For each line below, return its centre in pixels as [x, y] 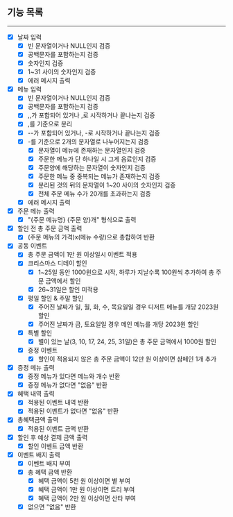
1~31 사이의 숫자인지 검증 [62, 72]
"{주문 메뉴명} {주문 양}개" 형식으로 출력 [82, 220]
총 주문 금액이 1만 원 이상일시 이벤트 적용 [82, 255]
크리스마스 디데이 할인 [58, 263]
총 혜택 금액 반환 [50, 472]
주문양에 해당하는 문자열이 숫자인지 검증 [92, 167]
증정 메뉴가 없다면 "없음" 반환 [67, 385]
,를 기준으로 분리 [50, 124]
